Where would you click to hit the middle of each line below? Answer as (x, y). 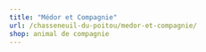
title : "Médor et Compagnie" (63, 17)
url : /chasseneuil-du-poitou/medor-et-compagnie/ (103, 26)
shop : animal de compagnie (59, 33)
